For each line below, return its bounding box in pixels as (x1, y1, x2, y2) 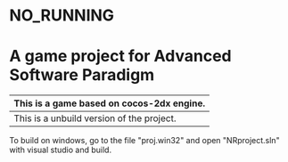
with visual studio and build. (9, 144, 112, 156)
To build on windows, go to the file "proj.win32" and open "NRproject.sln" (9, 135, 280, 146)
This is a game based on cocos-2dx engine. (13, 97, 206, 109)
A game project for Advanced (9, 46, 232, 67)
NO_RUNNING (9, 5, 114, 26)
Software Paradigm (9, 65, 155, 85)
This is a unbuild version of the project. (13, 112, 177, 125)
